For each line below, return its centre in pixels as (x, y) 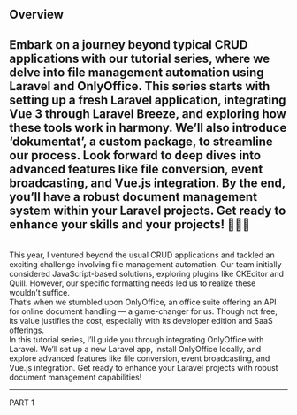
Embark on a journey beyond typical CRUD (129, 45)
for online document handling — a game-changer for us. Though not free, (144, 311)
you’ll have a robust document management (133, 197)
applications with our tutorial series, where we (140, 58)
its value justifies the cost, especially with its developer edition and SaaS (141, 321)
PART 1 (22, 403)
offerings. (27, 330)
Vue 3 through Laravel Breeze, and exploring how (148, 114)
